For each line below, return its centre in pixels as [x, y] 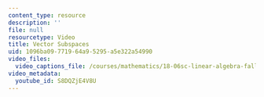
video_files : [29, 59]
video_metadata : [35, 74]
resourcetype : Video [42, 37]
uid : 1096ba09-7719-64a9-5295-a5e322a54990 [81, 52]
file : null [26, 30]
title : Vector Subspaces [49, 45]
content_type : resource [47, 15]
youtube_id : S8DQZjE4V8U [56, 81]
